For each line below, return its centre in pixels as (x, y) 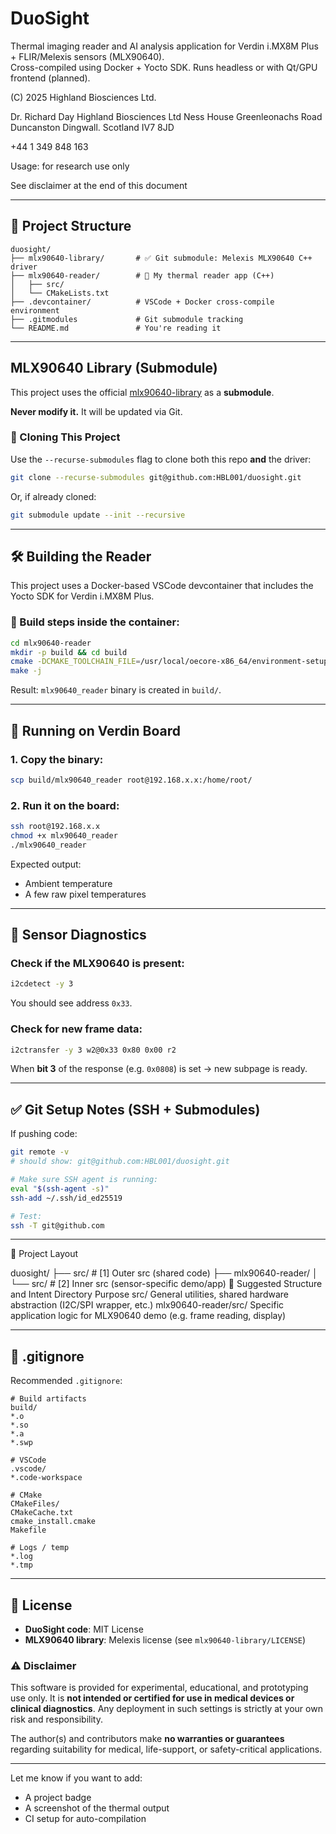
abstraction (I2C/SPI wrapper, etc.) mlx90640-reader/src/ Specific (147, 1305)
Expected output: (46, 864)
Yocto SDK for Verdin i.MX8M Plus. (82, 596)
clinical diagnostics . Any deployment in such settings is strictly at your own (166, 1709)
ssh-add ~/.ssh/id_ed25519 (66, 1198)
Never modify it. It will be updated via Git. (96, 411)
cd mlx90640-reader (51, 643)
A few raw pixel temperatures (85, 894)
